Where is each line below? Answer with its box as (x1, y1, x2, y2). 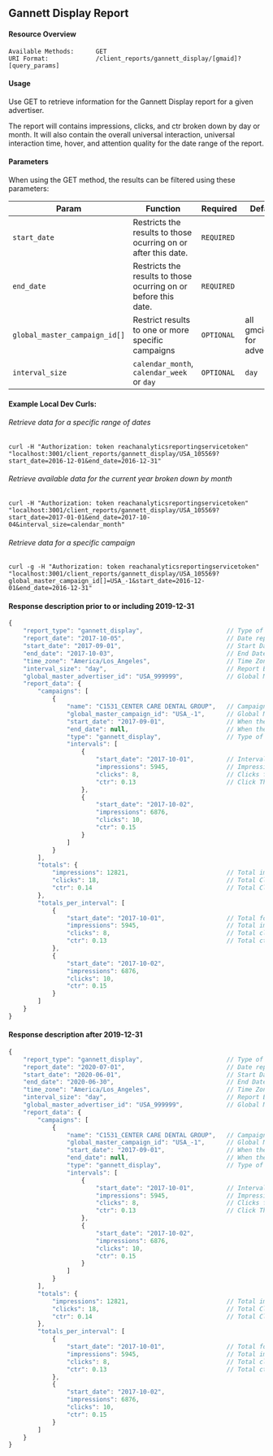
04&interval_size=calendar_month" (8, 520, 126, 528)
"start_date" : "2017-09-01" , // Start (23, 642, 256, 650)
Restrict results (132, 315, 191, 325)
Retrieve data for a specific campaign (8, 537, 136, 547)
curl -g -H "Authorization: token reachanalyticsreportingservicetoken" (8, 563, 260, 572)
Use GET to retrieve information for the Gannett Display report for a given (8, 97, 253, 106)
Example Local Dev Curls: (8, 398, 97, 409)
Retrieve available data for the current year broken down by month (8, 474, 233, 484)
